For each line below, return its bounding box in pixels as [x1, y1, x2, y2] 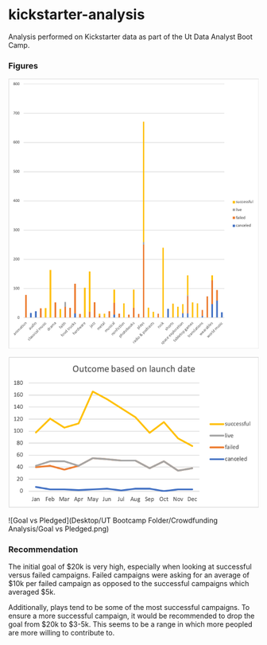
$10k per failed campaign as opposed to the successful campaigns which [8, 579, 250, 589]
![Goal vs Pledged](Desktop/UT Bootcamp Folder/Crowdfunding [8, 515, 219, 525]
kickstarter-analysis [8, 6, 145, 24]
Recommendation [8, 543, 79, 554]
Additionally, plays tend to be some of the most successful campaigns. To [8, 603, 250, 612]
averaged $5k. [8, 587, 56, 597]
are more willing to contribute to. [8, 628, 115, 638]
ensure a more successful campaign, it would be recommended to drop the [8, 611, 255, 621]
